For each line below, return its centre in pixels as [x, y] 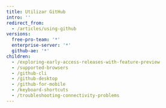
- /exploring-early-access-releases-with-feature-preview [86, 62]
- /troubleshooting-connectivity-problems [66, 95]
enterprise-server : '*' [41, 46]
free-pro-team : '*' [36, 40]
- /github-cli [29, 73]
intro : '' [19, 17]
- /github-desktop [35, 79]
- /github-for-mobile [39, 85]
